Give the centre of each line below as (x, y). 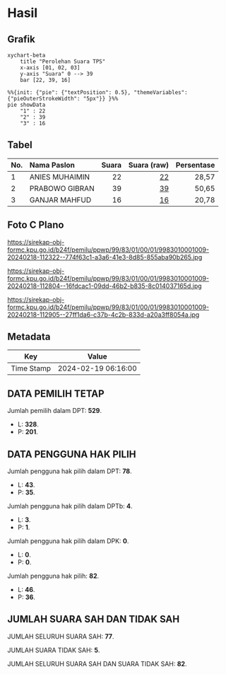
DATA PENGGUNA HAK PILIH (72, 454)
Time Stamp (31, 368)
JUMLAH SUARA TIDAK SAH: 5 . (54, 650)
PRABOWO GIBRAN (62, 188)
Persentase (195, 165)
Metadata (29, 337)
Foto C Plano (36, 225)
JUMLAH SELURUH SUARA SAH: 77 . (61, 636)
